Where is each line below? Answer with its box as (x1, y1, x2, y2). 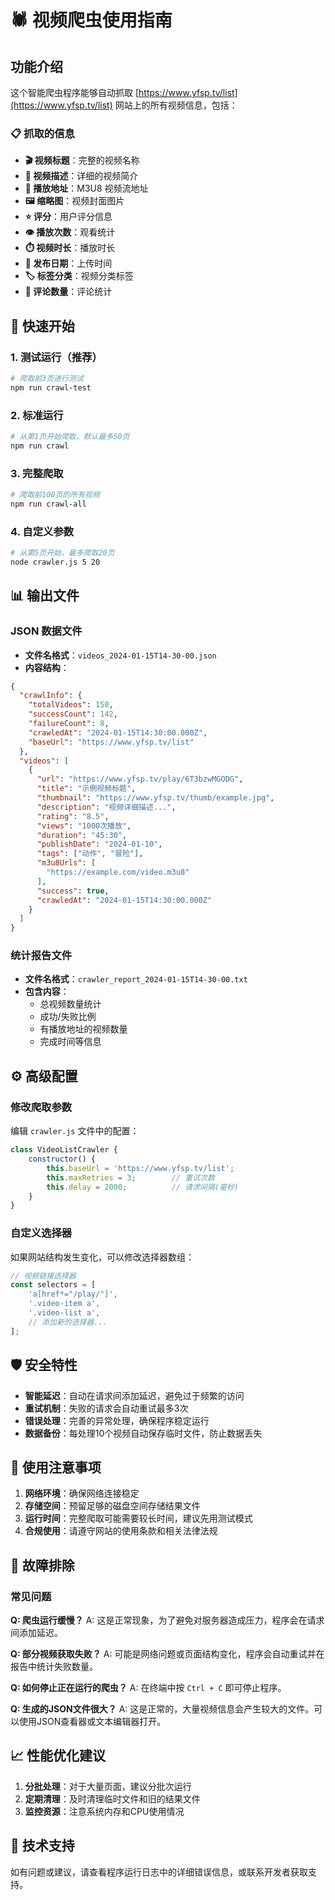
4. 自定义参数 (10, 524, 75, 538)
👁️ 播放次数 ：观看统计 (24, 226, 116, 238)
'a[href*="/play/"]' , (28, 1289, 118, 1300)
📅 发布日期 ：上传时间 (24, 257, 113, 270)
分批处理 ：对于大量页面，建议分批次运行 (24, 1780, 192, 1792)
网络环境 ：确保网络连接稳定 (24, 1487, 140, 1500)
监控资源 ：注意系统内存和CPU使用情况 (24, 1805, 185, 1817)
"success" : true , (36, 886, 110, 896)
